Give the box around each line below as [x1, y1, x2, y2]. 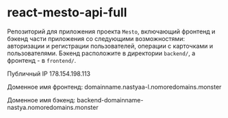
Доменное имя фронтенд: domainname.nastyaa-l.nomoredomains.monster [7, 83, 222, 91]
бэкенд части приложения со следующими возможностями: [7, 34, 185, 42]
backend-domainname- [77, 95, 144, 104]
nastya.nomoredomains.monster [7, 103, 99, 111]
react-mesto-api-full [7, 5, 127, 20]
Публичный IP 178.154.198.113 [7, 70, 91, 78]
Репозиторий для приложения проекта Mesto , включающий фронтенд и [7, 27, 216, 35]
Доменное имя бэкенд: [7, 95, 76, 104]
